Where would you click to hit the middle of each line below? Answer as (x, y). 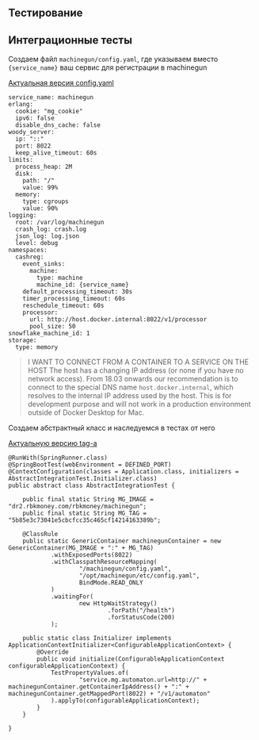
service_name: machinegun (51, 98)
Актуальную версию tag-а (53, 443)
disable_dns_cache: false (58, 125)
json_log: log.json (48, 236)
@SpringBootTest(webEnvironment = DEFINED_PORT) (90, 465)
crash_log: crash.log (51, 229)
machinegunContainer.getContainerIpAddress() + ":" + (99, 687)
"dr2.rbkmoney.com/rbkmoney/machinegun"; (78, 507)
